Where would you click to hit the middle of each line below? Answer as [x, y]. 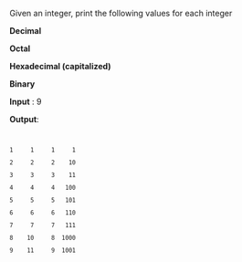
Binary [22, 84]
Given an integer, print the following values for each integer [121, 13]
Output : [24, 119]
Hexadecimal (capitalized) [60, 66]
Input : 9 [26, 101]
